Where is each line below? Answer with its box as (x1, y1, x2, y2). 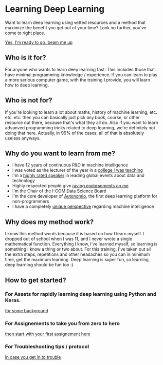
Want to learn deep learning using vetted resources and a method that (5, 20, 146, 25)
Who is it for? (5, 54, 46, 62)
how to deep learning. (5, 82, 49, 88)
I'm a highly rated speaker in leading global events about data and (12, 172, 145, 179)
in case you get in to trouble (5, 354, 61, 360)
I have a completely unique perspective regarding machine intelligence (12, 203, 154, 209)
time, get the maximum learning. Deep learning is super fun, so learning (5, 257, 149, 263)
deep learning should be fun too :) (5, 262, 73, 268)
